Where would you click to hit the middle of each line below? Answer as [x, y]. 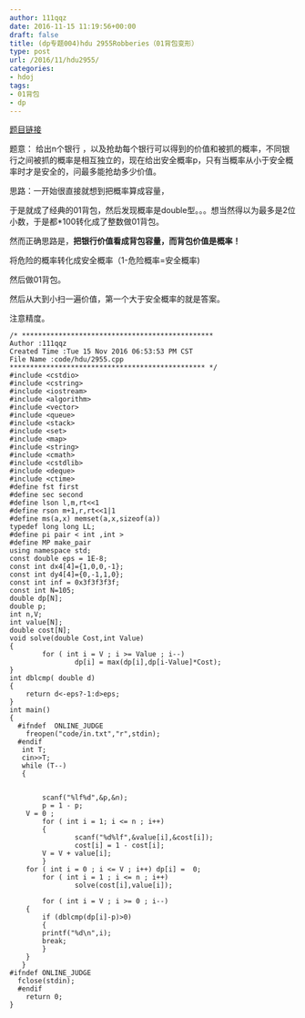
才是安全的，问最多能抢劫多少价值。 [93, 172]
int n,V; [26, 615]
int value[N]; [36, 623]
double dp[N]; [36, 599]
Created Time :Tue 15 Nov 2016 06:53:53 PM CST [102, 351]
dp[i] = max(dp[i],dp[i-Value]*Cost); [148, 662]
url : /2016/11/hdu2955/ [55, 60]
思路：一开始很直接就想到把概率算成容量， [89, 191]
